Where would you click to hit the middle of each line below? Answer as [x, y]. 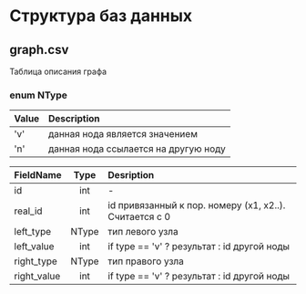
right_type [36, 261]
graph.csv [39, 50]
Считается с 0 [139, 217]
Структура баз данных [101, 16]
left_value [34, 247]
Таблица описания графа [58, 71]
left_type [33, 232]
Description [74, 119]
